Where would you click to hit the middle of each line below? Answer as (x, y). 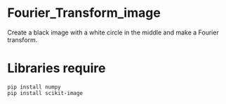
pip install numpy (34, 87)
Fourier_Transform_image (84, 13)
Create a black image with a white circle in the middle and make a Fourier (113, 32)
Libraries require (56, 69)
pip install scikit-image (45, 93)
